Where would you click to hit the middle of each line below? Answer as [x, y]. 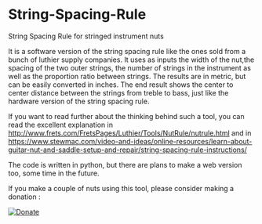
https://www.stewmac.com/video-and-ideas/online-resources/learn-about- [130, 141]
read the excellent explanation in [61, 125]
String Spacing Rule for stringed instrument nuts [86, 36]
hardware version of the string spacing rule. [79, 101]
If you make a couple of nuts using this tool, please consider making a [121, 188]
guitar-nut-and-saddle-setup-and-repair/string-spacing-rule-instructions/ [127, 150]
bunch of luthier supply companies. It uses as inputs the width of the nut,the [131, 60]
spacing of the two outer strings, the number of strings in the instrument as [129, 67]
